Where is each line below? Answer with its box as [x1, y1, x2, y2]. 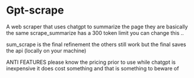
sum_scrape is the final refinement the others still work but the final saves [6, 41, 186, 48]
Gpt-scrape [6, 4, 64, 17]
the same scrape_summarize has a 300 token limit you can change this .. [6, 29, 184, 36]
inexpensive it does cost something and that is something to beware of [6, 64, 179, 71]
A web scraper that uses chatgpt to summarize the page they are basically [6, 23, 188, 30]
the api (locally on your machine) [6, 47, 87, 54]
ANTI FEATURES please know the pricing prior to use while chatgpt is [6, 58, 176, 66]
